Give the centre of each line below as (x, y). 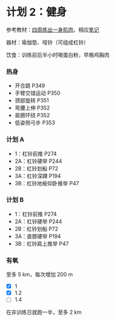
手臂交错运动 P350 (37, 93)
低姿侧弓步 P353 (35, 123)
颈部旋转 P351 (32, 101)
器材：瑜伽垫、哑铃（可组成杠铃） (47, 42)
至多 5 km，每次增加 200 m (40, 275)
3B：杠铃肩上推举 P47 (42, 243)
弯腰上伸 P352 (32, 108)
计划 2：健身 (37, 12)
